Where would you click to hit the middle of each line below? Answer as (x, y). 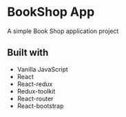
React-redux (35, 84)
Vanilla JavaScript (43, 69)
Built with (28, 53)
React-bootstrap (40, 106)
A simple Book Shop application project (63, 31)
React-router (35, 98)
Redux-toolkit (36, 91)
